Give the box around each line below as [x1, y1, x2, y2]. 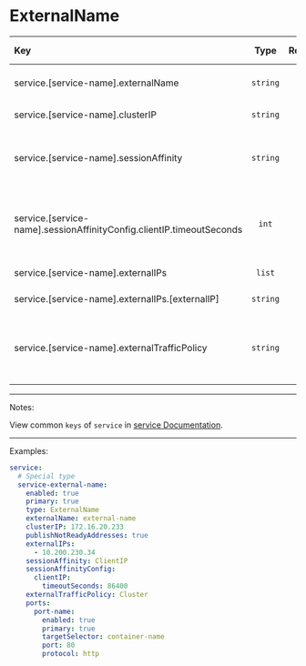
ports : [25, 598, 51, 608]
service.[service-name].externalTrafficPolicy [14, 341, 208, 354]
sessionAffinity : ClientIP [25, 556, 128, 565]
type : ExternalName [25, 506, 100, 515]
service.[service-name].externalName [14, 76, 179, 89]
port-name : [33, 607, 76, 616]
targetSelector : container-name [42, 632, 166, 641]
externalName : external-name [25, 514, 137, 523]
